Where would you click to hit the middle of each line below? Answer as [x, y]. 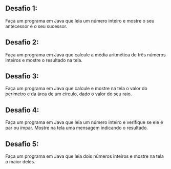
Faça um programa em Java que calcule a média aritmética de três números [85, 55]
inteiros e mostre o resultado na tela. [44, 60]
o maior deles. [20, 162]
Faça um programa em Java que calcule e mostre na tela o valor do [76, 89]
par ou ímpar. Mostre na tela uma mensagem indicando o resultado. [77, 128]
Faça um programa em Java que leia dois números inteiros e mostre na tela [84, 156]
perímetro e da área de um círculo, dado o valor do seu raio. [69, 94]
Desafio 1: [21, 8]
